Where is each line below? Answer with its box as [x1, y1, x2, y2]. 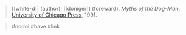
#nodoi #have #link [11, 23, 60, 30]
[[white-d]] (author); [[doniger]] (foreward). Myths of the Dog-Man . [11, 5, 181, 12]
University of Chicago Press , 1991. [11, 11, 98, 18]
